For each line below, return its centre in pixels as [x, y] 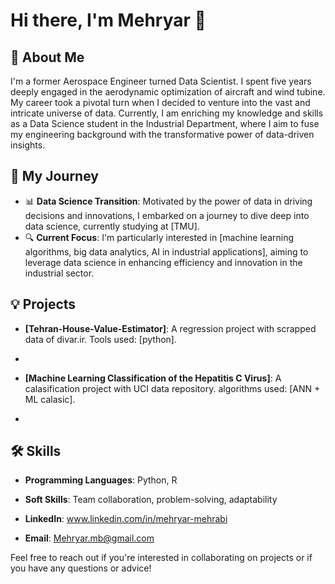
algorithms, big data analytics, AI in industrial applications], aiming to [166, 251]
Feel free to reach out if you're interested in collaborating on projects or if [161, 558]
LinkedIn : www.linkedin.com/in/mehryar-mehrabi [126, 519]
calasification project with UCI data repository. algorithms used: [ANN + [172, 388]
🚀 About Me [47, 57]
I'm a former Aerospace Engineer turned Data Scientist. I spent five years [161, 81]
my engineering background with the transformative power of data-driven [162, 134]
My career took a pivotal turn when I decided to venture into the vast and [160, 102]
